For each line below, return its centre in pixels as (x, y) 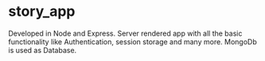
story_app (42, 11)
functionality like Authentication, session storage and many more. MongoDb (132, 41)
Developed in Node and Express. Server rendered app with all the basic (125, 33)
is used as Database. (43, 50)
